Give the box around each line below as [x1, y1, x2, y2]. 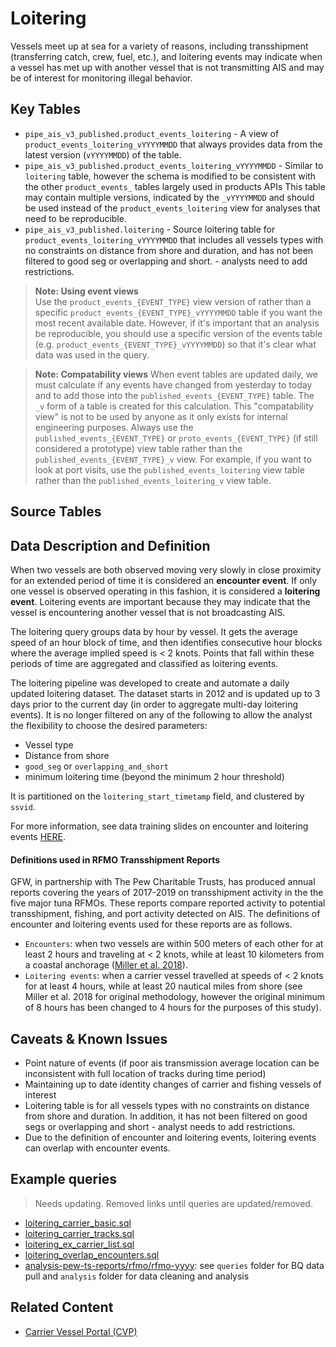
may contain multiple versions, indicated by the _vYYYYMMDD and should [24, 191, 315, 203]
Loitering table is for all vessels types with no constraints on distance [24, 1099, 310, 1111]
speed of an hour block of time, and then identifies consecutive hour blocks [10, 636, 323, 648]
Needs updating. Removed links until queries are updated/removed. [34, 1197, 313, 1209]
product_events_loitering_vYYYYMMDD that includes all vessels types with [24, 233, 324, 246]
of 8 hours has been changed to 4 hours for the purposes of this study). [24, 1002, 322, 1014]
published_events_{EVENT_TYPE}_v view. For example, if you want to [34, 453, 312, 465]
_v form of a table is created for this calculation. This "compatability [34, 400, 314, 412]
